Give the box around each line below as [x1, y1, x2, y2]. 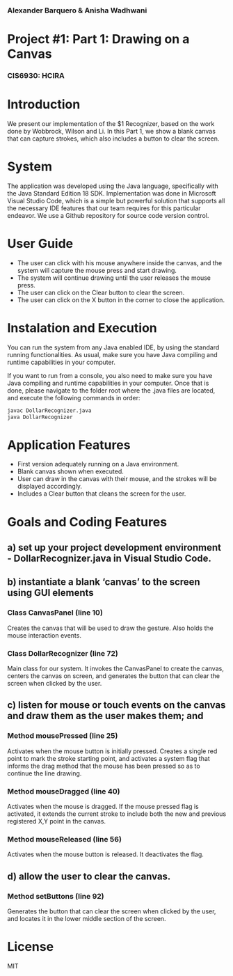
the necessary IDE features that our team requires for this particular [7, 204, 201, 212]
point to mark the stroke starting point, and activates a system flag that [7, 754, 210, 762]
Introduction [7, 97, 81, 113]
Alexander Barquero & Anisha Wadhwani [7, 6, 147, 15]
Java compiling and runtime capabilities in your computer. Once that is [7, 379, 209, 387]
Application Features [7, 437, 131, 452]
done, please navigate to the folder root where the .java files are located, [7, 386, 216, 395]
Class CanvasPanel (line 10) [7, 608, 103, 617]
